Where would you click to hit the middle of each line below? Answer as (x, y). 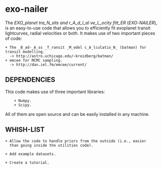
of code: (14, 38)
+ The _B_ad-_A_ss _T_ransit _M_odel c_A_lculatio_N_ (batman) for (76, 47)
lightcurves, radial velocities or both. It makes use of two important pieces (80, 33)
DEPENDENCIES (30, 80)
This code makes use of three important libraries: (55, 92)
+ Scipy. (23, 105)
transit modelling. (25, 52)
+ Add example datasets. (31, 154)
